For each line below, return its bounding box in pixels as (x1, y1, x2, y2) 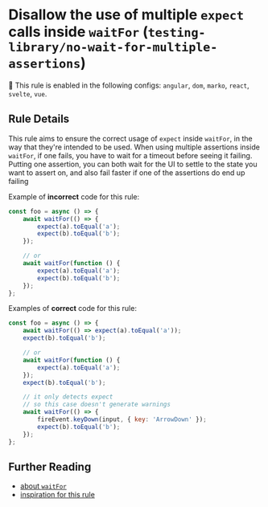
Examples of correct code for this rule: (8, 304, 137, 313)
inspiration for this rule (19, 490, 95, 500)
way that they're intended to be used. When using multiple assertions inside (8, 142, 260, 152)
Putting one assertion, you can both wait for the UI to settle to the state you (8, 159, 258, 169)
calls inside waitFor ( (8, 22, 149, 41)
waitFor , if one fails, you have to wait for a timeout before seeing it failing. (8, 150, 253, 160)
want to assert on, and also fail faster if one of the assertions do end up (8, 167, 245, 178)
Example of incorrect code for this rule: (8, 191, 140, 202)
